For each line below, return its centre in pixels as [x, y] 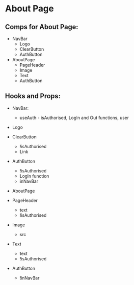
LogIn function [34, 176]
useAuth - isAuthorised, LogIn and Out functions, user [74, 118]
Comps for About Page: [42, 27]
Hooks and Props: [33, 96]
